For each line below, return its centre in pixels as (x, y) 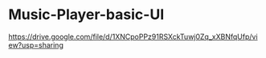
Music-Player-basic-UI (86, 15)
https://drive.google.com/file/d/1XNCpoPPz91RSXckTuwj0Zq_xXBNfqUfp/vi (133, 37)
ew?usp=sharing (36, 44)
